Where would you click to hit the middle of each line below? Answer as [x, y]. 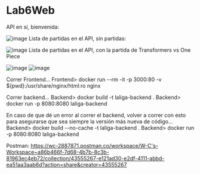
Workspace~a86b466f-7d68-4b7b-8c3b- [58, 152]
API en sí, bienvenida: [33, 27]
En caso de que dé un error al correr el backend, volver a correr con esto [96, 115]
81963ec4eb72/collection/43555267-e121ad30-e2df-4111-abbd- [85, 158]
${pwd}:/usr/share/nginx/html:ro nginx [53, 86]
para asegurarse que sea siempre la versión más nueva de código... [90, 121]
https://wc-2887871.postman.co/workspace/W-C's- [94, 145]
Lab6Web [30, 10]
